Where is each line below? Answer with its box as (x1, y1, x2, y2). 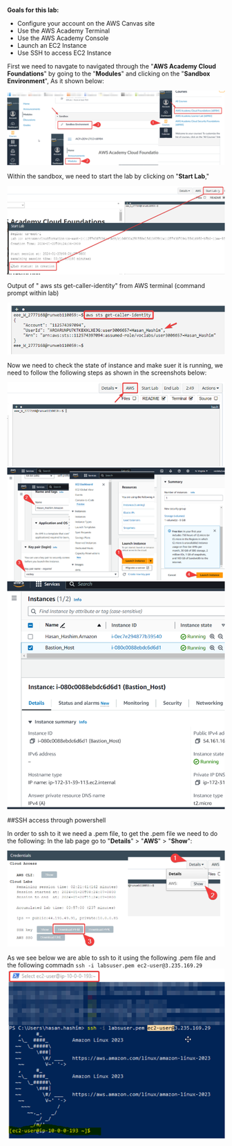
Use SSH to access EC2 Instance (17, 48, 112, 57)
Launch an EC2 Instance (17, 42, 87, 49)
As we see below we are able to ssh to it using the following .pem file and (7, 953, 216, 962)
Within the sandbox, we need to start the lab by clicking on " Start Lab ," (7, 172, 209, 181)
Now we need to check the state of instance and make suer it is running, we (7, 361, 223, 370)
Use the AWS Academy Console (17, 34, 109, 42)
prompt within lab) (7, 289, 59, 297)
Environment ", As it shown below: (7, 77, 105, 85)
